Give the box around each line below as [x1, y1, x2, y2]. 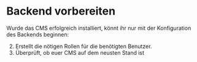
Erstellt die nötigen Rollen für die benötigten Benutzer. [15, 43, 152, 50]
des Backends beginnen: [6, 30, 69, 38]
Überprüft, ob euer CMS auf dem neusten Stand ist [15, 49, 145, 56]
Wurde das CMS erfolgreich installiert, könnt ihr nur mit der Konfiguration [6, 24, 191, 32]
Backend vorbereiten [6, 4, 115, 18]
